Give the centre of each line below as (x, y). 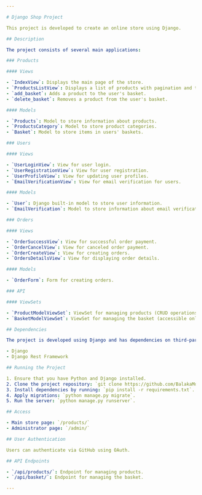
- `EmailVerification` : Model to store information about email (88, 209)
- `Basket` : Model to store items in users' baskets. (75, 132)
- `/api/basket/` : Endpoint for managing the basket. (75, 478)
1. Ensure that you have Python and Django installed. (76, 378)
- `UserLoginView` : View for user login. (59, 165)
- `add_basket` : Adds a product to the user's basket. (76, 93)
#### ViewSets (24, 302)
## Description (25, 39)
